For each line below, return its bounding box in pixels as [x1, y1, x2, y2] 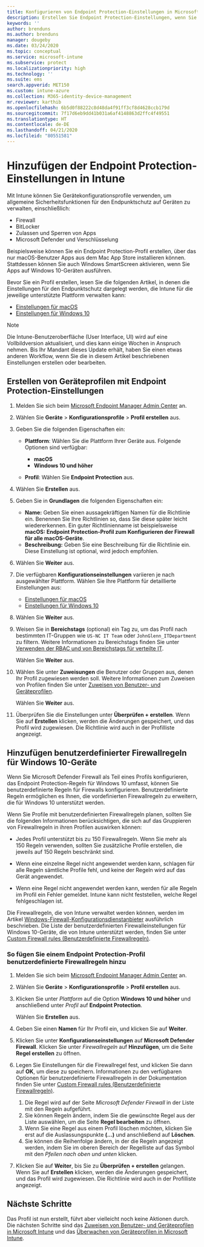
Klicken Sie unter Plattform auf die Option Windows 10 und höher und [15, 995, 191, 1002]
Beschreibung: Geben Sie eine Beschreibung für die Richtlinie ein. [24, 540, 191, 548]
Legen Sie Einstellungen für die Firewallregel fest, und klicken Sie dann [15, 1061, 192, 1068]
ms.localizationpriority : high [7, 65, 86, 71]
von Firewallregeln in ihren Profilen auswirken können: [7, 823, 142, 831]
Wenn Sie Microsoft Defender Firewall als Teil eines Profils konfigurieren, [7, 773, 189, 780]
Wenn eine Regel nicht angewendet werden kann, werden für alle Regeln [15, 885, 197, 892]
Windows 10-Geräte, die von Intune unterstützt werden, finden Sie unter [7, 928, 186, 936]
